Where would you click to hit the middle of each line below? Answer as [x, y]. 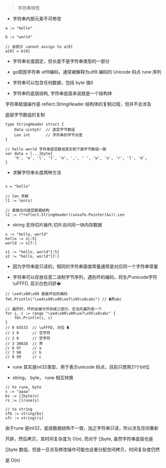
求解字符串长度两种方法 [37, 172]
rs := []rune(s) [22, 400]
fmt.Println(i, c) [33, 318]
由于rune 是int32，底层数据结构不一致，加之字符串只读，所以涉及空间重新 [82, 428]
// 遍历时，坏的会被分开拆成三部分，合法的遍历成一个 [54, 309]
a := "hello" [19, 28]
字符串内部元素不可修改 [37, 19]
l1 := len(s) [19, 201]
